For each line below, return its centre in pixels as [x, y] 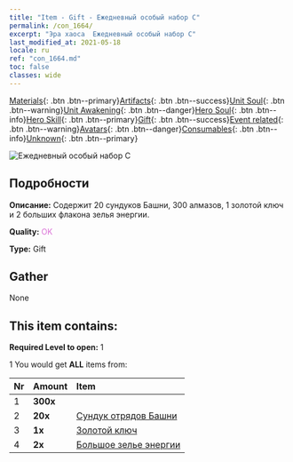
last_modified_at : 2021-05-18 [65, 42]
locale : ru [29, 51]
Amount [50, 386]
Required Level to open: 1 [56, 347]
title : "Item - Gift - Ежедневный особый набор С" [105, 17]
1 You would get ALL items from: [68, 364]
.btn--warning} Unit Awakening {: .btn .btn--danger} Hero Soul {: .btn [131, 110]
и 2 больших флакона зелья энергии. [79, 214]
